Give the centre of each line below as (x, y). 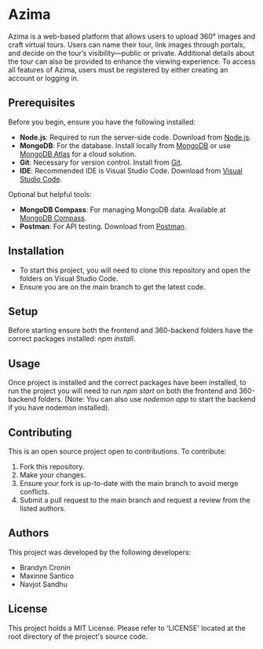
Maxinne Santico (47, 576)
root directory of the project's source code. (78, 636)
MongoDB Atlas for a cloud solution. (78, 154)
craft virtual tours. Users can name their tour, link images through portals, (127, 44)
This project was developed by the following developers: (100, 552)
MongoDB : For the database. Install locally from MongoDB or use (125, 145)
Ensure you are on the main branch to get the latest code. (112, 287)
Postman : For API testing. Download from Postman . (103, 226)
